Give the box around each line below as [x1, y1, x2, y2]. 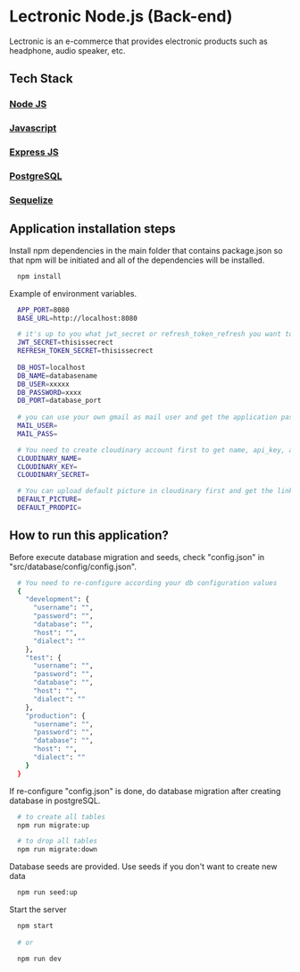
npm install [17, 272, 62, 281]
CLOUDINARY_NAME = [17, 454, 82, 463]
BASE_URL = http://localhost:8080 [17, 314, 138, 323]
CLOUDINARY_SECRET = [17, 471, 90, 480]
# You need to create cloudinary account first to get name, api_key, [17, 445, 286, 455]
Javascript [9, 122, 57, 135]
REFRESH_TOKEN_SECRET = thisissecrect [17, 347, 154, 356]
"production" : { [25, 711, 87, 720]
